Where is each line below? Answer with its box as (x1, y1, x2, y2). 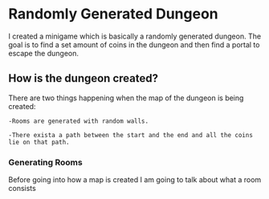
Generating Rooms (8, 156, 83, 168)
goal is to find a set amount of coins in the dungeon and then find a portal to (8, 39, 260, 49)
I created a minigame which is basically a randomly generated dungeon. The (8, 31, 262, 41)
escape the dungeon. (8, 48, 79, 58)
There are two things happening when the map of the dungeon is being (8, 93, 244, 103)
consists (8, 184, 36, 193)
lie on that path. (8, 138, 70, 146)
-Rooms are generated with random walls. (8, 117, 149, 125)
